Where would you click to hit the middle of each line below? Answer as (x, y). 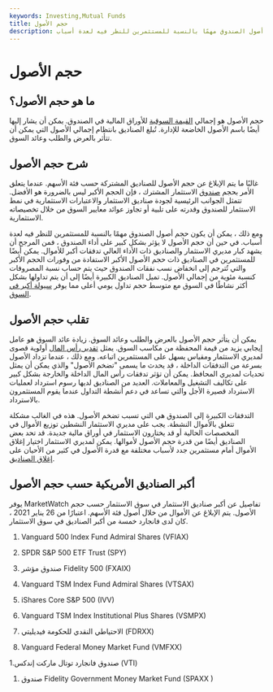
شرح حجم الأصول (49, 163)
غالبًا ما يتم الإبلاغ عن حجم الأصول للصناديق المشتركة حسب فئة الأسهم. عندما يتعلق (134, 183)
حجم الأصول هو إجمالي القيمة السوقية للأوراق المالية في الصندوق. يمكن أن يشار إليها (136, 121)
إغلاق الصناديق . (32, 459)
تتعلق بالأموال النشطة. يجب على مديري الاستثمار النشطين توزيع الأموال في (122, 424)
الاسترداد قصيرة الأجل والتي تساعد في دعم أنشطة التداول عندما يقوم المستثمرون (132, 391)
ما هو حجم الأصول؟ (52, 101)
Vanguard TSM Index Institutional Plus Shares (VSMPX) (113, 616)
